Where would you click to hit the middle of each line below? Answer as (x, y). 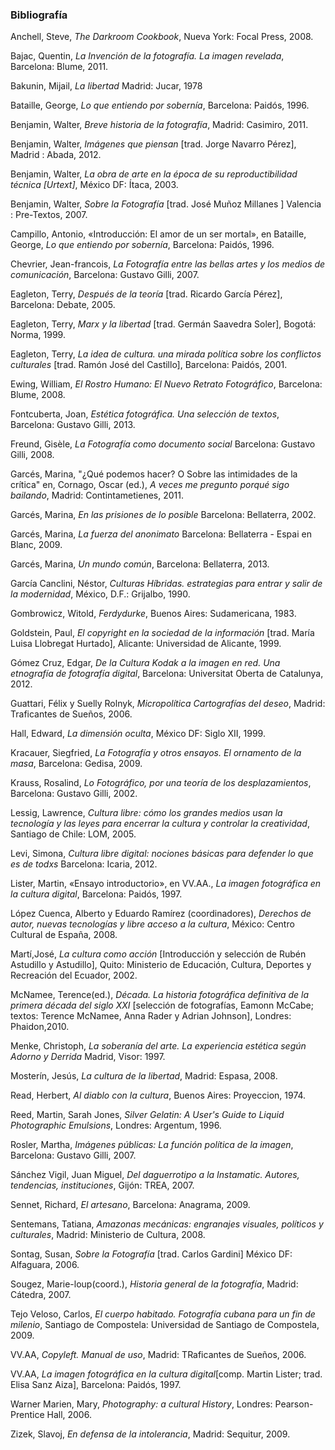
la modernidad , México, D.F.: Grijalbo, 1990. (100, 594)
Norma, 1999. (38, 335)
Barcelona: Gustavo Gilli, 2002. (74, 794)
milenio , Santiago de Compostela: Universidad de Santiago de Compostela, (165, 1325)
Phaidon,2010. (40, 1027)
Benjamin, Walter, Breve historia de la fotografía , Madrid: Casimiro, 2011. (159, 125)
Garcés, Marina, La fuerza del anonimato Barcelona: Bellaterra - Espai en (161, 534)
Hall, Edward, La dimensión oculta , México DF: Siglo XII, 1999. (138, 734)
